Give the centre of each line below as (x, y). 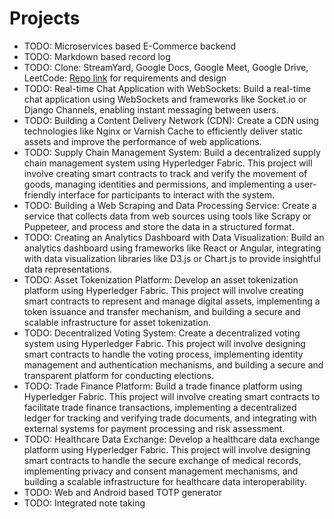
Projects (45, 18)
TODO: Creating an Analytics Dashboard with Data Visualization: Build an (174, 237)
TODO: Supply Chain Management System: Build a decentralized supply (172, 152)
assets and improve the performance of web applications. (142, 141)
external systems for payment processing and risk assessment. (154, 428)
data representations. (68, 269)
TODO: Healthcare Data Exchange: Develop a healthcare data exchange (172, 439)
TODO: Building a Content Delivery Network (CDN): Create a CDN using (171, 120)
